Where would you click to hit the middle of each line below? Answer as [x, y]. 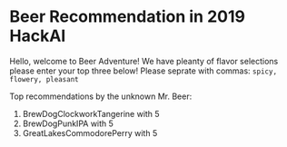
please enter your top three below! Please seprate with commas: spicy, [143, 71]
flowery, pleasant [44, 79]
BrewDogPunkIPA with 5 [68, 123]
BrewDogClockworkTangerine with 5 [91, 113]
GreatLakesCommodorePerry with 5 [90, 132]
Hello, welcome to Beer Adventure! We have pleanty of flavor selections [144, 61]
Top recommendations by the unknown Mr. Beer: [101, 96]
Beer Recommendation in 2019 [127, 17]
